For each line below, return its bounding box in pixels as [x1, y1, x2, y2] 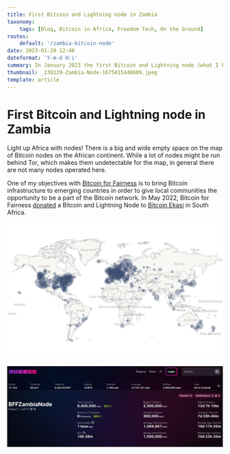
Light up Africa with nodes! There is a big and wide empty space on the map [7, 144, 223, 152]
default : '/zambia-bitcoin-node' [19, 40, 115, 47]
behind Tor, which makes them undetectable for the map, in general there [7, 159, 214, 167]
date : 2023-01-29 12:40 [7, 47, 75, 54]
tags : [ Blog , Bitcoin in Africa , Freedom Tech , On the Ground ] [19, 25, 204, 32]
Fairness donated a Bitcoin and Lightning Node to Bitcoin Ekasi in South [7, 201, 209, 209]
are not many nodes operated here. [7, 166, 107, 174]
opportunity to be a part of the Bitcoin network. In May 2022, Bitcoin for [7, 194, 209, 202]
